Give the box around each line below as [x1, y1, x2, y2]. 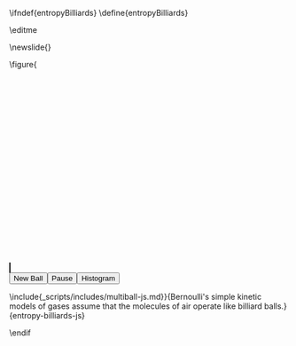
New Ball [13, 274, 43, 283]
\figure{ [9, 59, 37, 69]
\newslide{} [9, 42, 51, 52]
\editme [9, 25, 38, 35]
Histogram [81, 274, 116, 283]
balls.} [264, 301, 288, 311]
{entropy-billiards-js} [9, 311, 86, 320]
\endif [9, 327, 31, 338]
